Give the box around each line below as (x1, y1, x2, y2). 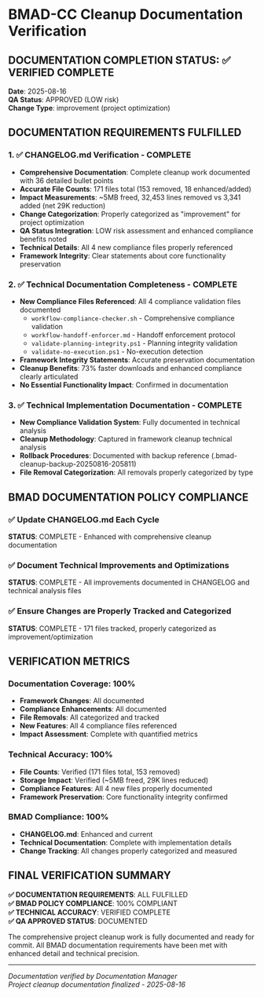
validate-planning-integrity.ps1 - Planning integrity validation (31, 338, 238, 347)
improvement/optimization (8, 632, 93, 641)
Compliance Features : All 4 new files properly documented (19, 783, 213, 793)
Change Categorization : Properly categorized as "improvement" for (19, 209, 241, 218)
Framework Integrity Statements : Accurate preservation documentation (19, 355, 255, 365)
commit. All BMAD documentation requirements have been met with (8, 940, 228, 950)
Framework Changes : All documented (19, 696, 145, 706)
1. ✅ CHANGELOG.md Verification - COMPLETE (8, 149, 192, 160)
